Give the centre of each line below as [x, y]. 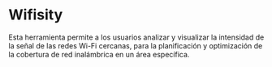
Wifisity [36, 15]
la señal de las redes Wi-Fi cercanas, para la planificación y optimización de [136, 45]
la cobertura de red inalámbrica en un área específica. [99, 54]
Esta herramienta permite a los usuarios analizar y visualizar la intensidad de [136, 37]
